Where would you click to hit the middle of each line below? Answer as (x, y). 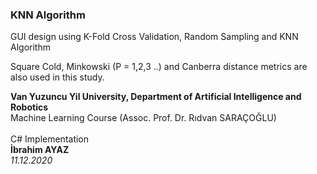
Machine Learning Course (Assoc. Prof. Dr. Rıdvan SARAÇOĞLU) (143, 118)
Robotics (29, 107)
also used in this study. (57, 77)
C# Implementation (50, 139)
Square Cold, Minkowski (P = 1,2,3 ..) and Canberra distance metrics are (159, 67)
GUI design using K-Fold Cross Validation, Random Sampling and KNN (154, 37)
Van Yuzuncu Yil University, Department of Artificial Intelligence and (156, 97)
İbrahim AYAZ (40, 150)
